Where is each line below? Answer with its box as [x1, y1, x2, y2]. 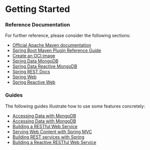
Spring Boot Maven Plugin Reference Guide [12, 47, 101, 53]
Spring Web [12, 74, 37, 80]
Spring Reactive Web [12, 79, 56, 85]
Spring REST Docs [12, 69, 51, 75]
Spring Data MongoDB [12, 58, 59, 64]
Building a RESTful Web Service [12, 123, 78, 129]
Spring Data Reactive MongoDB [12, 63, 77, 69]
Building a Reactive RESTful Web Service [12, 139, 97, 145]
